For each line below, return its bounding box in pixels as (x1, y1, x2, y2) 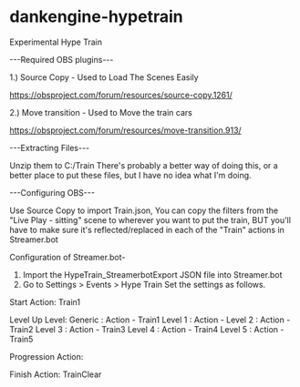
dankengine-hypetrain (9, 6, 184, 27)
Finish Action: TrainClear (9, 369, 102, 380)
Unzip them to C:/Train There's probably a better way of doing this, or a (9, 159, 278, 170)
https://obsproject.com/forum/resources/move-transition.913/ (9, 125, 242, 136)
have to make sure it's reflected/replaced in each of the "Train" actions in (9, 224, 285, 235)
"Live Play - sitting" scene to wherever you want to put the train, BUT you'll (9, 214, 292, 225)
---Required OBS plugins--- (9, 54, 114, 65)
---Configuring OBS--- (9, 187, 96, 198)
